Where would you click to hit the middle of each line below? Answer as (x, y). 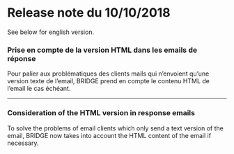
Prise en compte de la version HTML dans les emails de (102, 50)
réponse (22, 58)
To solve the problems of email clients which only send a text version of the (116, 128)
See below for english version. (51, 32)
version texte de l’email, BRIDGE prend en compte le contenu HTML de (109, 81)
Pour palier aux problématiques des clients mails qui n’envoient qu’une (108, 74)
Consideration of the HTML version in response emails (101, 113)
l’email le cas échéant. (39, 89)
